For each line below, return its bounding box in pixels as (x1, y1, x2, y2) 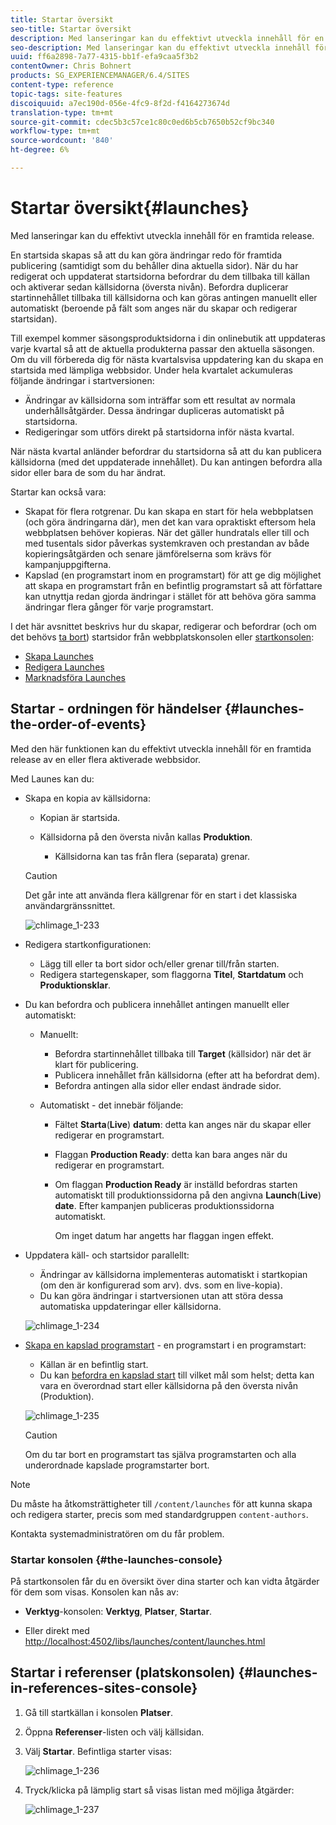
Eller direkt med (24, 1624, 90, 1636)
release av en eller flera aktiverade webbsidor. (10, 753, 201, 765)
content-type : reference (10, 80, 114, 90)
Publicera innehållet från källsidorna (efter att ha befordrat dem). (54, 1069, 321, 1081)
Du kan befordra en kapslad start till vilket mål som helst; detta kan (39, 1369, 315, 1381)
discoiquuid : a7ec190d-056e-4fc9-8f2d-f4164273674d (10, 98, 230, 108)
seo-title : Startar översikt (10, 24, 132, 34)
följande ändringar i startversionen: (10, 374, 155, 386)
